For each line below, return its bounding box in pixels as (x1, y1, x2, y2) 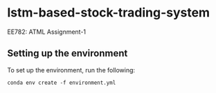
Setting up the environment (7, 48, 128, 59)
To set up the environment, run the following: (7, 65, 136, 74)
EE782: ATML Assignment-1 (7, 28, 87, 36)
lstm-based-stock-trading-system (7, 5, 210, 21)
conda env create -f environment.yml (7, 79, 116, 86)
